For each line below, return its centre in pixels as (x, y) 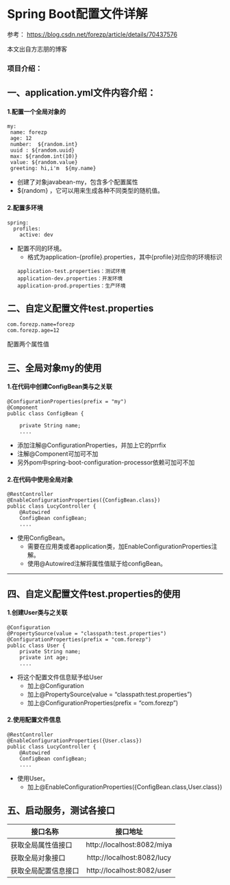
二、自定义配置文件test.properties (80, 308)
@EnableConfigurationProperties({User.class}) (75, 741)
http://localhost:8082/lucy (129, 857)
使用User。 (33, 779)
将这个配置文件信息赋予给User (60, 677)
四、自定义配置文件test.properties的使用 (94, 594)
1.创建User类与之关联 (37, 613)
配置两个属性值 (28, 344)
